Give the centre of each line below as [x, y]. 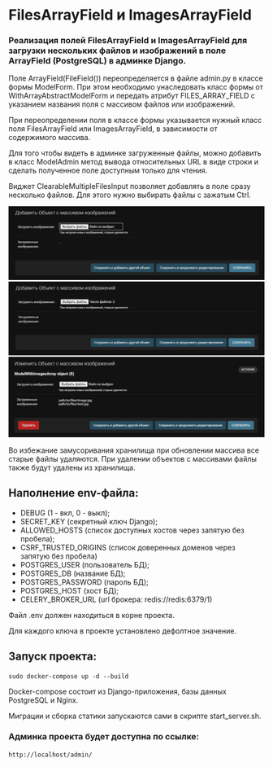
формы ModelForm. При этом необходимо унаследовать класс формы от [136, 87]
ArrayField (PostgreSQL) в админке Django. [97, 61]
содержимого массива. [50, 138]
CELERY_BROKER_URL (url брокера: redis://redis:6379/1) [116, 599]
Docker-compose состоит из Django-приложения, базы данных [118, 691]
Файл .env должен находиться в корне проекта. [91, 615]
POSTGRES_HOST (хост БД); [69, 590]
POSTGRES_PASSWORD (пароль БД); [84, 582]
